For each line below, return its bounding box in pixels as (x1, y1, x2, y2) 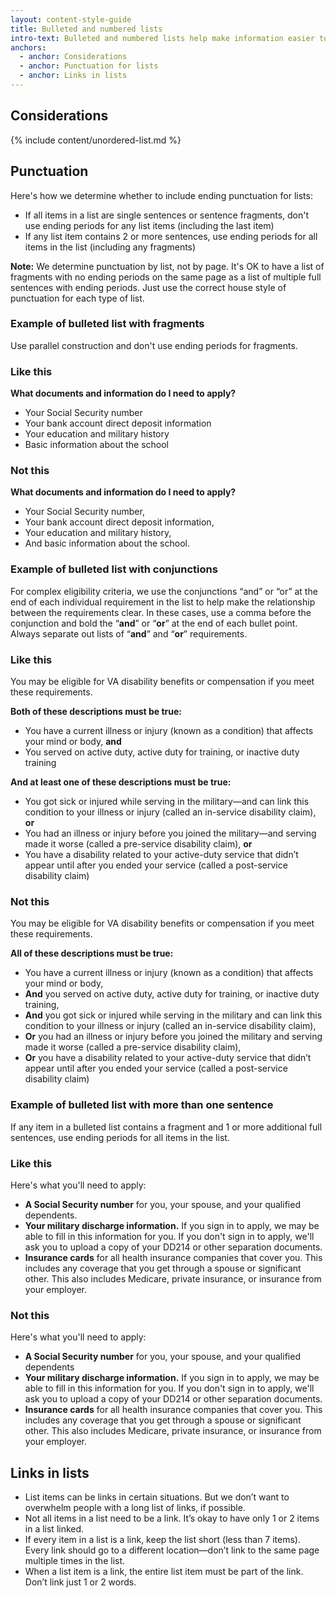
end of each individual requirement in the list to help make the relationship (10, 596, 316, 608)
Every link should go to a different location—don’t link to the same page (24, 1544, 320, 1556)
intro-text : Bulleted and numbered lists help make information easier (10, 33, 315, 43)
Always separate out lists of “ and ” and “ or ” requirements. (10, 627, 248, 640)
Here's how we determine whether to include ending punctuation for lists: (10, 189, 313, 201)
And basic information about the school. (24, 537, 191, 550)
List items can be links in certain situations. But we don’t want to (24, 1491, 290, 1503)
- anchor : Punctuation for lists (19, 61, 159, 71)
